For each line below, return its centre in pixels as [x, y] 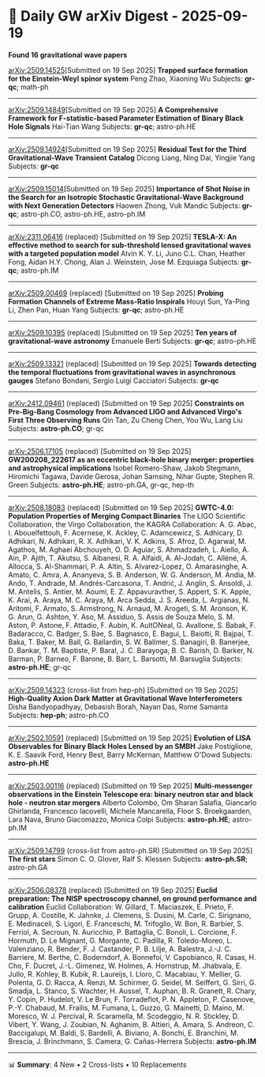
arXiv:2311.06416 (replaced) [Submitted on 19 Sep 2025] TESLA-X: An [123, 236]
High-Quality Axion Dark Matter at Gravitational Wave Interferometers [125, 698]
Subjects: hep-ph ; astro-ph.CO [59, 715]
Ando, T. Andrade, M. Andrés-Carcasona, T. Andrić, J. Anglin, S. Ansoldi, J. [131, 583]
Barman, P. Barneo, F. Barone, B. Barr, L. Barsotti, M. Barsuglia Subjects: [125, 659]
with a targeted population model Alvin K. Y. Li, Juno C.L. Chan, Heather [127, 253]
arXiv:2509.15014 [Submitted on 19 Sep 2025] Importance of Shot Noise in [129, 188]
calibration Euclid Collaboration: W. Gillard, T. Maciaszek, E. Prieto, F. [121, 907]
